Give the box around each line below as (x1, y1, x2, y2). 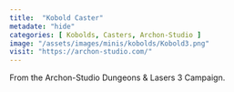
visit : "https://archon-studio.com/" (9, 47, 153, 56)
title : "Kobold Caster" (9, 13, 104, 23)
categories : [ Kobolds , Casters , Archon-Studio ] (9, 30, 202, 39)
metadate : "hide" (9, 22, 76, 31)
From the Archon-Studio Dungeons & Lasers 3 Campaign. (9, 72, 226, 83)
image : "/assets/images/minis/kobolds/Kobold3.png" (9, 38, 209, 48)
